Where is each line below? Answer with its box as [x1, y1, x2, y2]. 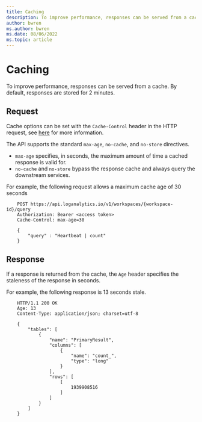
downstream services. [14, 171, 70, 178]
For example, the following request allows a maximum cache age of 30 [6, 183, 182, 190]
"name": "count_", [70, 353, 117, 359]
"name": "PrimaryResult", [49, 337, 114, 343]
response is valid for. [14, 158, 67, 166]
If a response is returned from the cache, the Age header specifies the [6, 270, 179, 278]
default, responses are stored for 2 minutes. [6, 88, 115, 96]
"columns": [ [49, 342, 82, 348]
